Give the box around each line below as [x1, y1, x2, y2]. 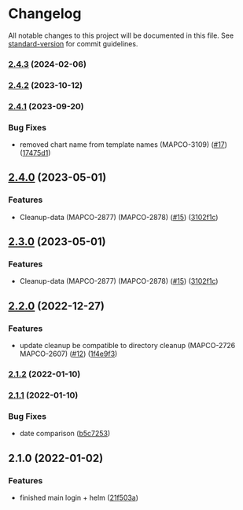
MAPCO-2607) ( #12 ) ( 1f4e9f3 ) [19, 349, 118, 358]
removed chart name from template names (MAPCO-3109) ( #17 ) [19, 140, 228, 149]
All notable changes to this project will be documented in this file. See [8, 31, 234, 40]
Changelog [8, 5, 82, 23]
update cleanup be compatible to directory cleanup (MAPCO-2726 [19, 341, 236, 350]
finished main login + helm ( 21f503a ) [19, 493, 139, 502]
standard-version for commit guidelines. [8, 39, 138, 48]
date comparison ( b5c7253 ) [19, 429, 111, 438]
